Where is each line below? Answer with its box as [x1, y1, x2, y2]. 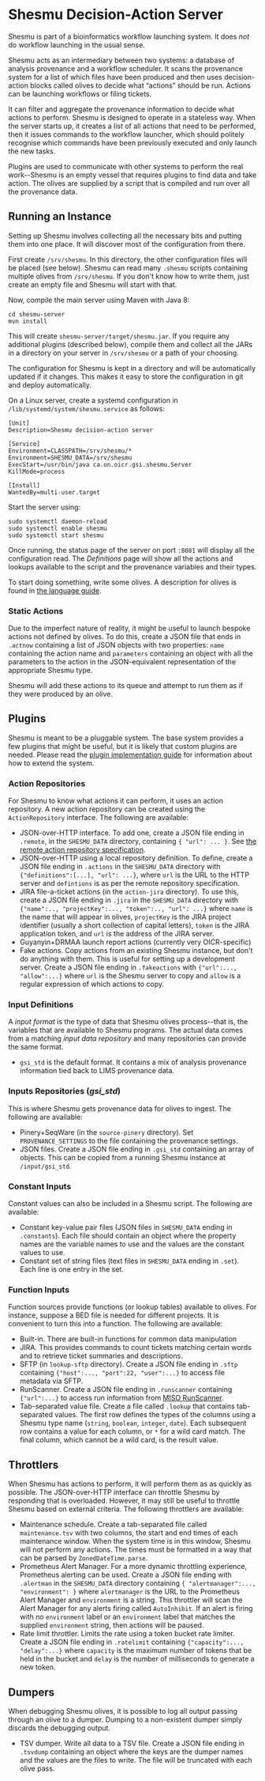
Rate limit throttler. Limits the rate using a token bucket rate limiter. [19, 1629, 235, 1639]
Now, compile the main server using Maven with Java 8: [8, 295, 190, 304]
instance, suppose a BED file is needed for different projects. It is [8, 1310, 219, 1320]
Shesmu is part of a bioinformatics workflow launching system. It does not [8, 32, 250, 41]
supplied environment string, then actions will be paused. [19, 1620, 204, 1630]
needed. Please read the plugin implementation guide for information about [8, 750, 252, 759]
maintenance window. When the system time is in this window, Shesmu [19, 1537, 251, 1546]
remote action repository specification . [19, 845, 146, 855]
